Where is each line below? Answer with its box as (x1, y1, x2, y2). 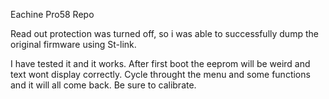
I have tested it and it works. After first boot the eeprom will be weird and (10, 58, 311, 69)
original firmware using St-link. (10, 39, 137, 50)
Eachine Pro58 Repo (10, 9, 95, 20)
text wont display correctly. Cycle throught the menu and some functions (10, 69, 311, 80)
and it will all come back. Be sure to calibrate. (10, 79, 197, 91)
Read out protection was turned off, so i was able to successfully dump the (10, 28, 319, 39)
